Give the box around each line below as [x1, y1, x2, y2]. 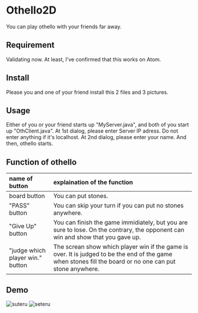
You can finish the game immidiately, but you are [53, 219, 188, 227]
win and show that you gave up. [53, 233, 141, 242]
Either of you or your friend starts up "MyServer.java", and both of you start [6, 121, 189, 129]
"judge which [9, 246, 46, 255]
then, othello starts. [6, 140, 54, 147]
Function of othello [6, 157, 77, 167]
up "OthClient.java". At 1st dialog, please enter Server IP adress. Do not [6, 127, 179, 134]
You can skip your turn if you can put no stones [53, 202, 184, 210]
